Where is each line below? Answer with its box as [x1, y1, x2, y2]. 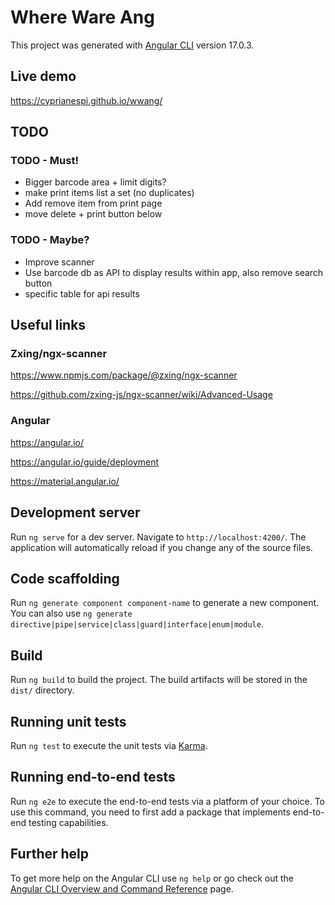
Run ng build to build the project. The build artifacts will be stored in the [10, 674, 308, 686]
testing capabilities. [28, 816, 109, 828]
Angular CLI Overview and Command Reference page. [10, 882, 234, 895]
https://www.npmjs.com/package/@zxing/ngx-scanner [10, 369, 238, 381]
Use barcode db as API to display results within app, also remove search [24, 266, 324, 278]
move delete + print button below [24, 208, 163, 220]
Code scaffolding [10, 570, 120, 587]
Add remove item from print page [24, 197, 163, 210]
